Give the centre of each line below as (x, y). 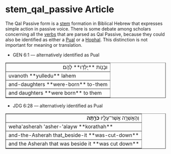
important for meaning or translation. (44, 45)
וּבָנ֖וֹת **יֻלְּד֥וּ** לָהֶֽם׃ (85, 67)
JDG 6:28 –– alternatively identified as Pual (58, 106)
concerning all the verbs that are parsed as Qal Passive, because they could (85, 34)
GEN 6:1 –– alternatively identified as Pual (56, 55)
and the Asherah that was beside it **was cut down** (74, 143)
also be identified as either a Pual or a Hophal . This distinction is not (76, 40)
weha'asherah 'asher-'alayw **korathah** (61, 127)
